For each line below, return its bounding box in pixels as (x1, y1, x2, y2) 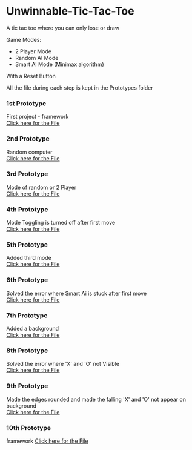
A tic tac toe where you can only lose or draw (6, 24, 120, 31)
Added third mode (6, 254, 51, 262)
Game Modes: (6, 36, 41, 43)
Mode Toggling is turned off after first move (6, 219, 116, 227)
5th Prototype (6, 240, 48, 249)
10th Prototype (6, 423, 51, 432)
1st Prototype (6, 99, 47, 107)
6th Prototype (6, 276, 48, 284)
